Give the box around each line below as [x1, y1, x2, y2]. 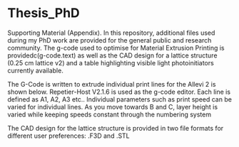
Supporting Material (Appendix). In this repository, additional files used [7, 28, 215, 37]
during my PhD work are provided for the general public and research [7, 36, 212, 44]
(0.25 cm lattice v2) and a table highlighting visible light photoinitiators [7, 58, 214, 67]
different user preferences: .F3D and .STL [7, 131, 130, 140]
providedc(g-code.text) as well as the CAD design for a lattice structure [7, 51, 218, 60]
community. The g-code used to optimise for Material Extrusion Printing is [7, 43, 225, 52]
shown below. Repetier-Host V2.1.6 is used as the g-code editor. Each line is [7, 87, 230, 96]
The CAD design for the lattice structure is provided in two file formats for [7, 124, 224, 132]
